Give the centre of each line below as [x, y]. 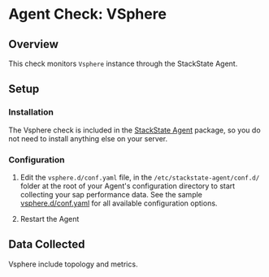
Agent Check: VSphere [87, 14]
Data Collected [47, 245]
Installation [31, 112]
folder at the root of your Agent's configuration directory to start [128, 186]
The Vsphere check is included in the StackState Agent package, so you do [135, 130]
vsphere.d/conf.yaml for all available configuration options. [119, 203]
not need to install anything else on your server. [88, 138]
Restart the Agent [50, 219]
